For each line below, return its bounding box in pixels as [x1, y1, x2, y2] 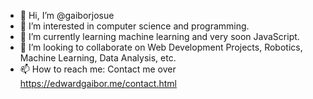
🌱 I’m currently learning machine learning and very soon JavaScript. [19, 31, 300, 42]
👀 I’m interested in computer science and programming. [19, 20, 250, 32]
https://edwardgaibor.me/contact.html [19, 78, 177, 89]
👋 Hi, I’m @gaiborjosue [19, 10, 115, 21]
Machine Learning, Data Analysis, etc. [19, 52, 177, 64]
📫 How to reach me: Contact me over [19, 63, 177, 75]
